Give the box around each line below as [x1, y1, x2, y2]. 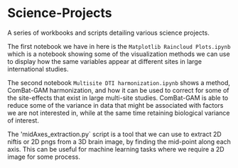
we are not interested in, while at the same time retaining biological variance [7, 108, 230, 117]
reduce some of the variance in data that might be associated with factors [7, 101, 224, 109]
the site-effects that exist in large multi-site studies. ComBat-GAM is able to [7, 94, 229, 102]
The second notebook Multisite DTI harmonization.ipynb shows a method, [7, 78, 231, 86]
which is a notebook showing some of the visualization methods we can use [7, 50, 230, 58]
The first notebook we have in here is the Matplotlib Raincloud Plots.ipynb [7, 42, 231, 50]
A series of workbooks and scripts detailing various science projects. [7, 28, 210, 37]
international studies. [7, 65, 69, 73]
